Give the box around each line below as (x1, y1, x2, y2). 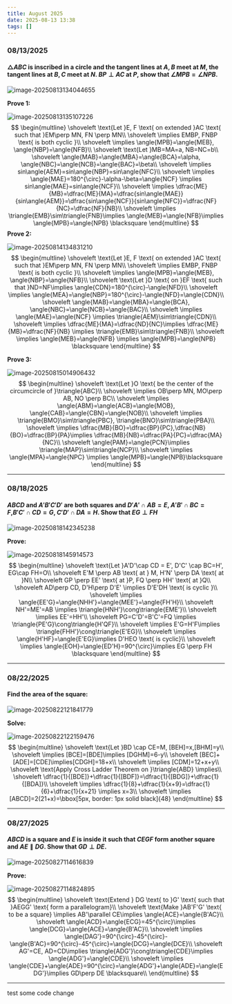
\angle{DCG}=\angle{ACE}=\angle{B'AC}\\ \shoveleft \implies (29, 925, 203, 933)
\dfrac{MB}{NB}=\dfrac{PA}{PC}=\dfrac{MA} (94, 430, 222, 439)
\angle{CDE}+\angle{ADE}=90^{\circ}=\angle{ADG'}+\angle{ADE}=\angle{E (8, 961, 224, 969)
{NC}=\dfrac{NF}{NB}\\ (56, 204, 122, 212)
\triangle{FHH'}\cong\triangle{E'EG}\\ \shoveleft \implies (35, 627, 197, 636)
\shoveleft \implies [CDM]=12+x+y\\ (117, 757, 220, 766)
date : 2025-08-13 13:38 (7, 17, 76, 23)
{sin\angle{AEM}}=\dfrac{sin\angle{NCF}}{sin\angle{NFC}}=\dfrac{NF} (14, 196, 217, 205)
